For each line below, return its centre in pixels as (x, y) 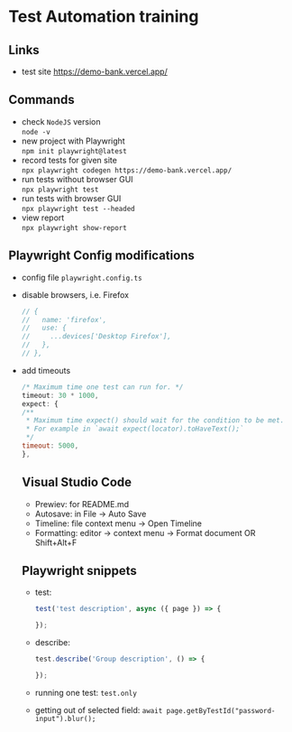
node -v (36, 132)
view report (43, 218)
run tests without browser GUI (77, 179)
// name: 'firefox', (64, 320)
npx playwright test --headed (78, 208)
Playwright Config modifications (101, 256)
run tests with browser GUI (71, 198)
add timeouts (46, 370)
